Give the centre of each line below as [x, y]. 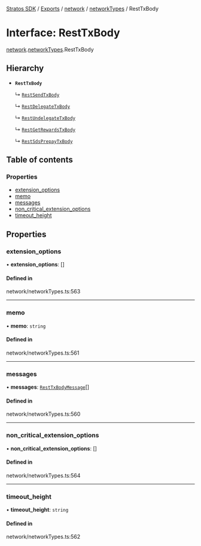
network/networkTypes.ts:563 [43, 292]
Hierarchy [25, 68]
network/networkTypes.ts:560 [43, 414]
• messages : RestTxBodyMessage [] [48, 387]
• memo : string [26, 326]
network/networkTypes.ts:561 [43, 353]
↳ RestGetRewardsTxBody [45, 129]
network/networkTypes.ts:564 [43, 475]
